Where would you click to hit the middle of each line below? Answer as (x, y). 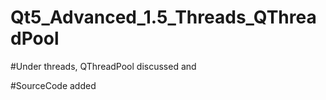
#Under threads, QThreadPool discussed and (103, 66)
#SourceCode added (53, 85)
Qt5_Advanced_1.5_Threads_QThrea (163, 17)
